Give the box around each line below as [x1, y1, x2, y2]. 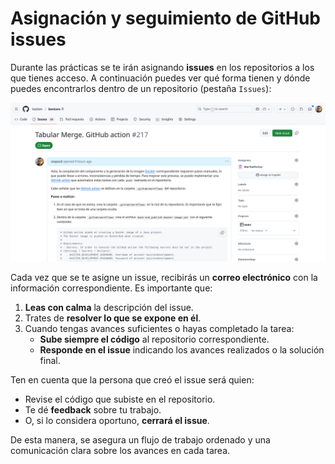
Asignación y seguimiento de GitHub [10, 7, 322, 30]
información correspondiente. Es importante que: [10, 282, 213, 294]
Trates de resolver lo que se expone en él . [24, 312, 202, 324]
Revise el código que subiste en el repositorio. [24, 393, 216, 405]
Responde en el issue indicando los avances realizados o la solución [39, 343, 325, 356]
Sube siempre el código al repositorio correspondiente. [39, 333, 270, 345]
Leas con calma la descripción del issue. [24, 301, 194, 313]
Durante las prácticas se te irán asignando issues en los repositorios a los [10, 61, 315, 73]
